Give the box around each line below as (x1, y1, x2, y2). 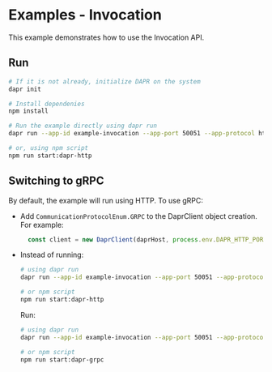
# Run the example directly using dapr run (8, 122, 158, 130)
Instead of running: (19, 250, 84, 260)
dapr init (8, 85, 42, 93)
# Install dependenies (8, 100, 85, 108)
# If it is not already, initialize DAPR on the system (8, 77, 201, 86)
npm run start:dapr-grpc (19, 355, 104, 364)
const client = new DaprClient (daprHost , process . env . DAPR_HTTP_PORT (28, 235, 267, 244)
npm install (8, 107, 49, 115)
